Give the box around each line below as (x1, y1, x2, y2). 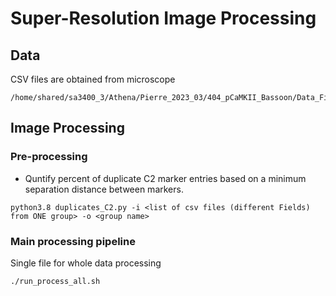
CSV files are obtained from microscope (10, 73, 176, 85)
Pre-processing (10, 150, 88, 164)
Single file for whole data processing (10, 257, 162, 269)
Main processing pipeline (10, 234, 136, 248)
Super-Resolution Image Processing (10, 7, 317, 30)
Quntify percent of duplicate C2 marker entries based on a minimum (24, 172, 307, 184)
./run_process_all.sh (10, 276, 101, 286)
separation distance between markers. (24, 183, 184, 195)
